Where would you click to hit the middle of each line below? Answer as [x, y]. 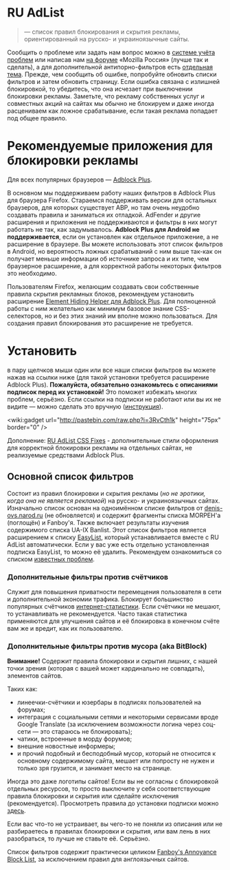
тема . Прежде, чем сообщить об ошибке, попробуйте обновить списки [112, 74]
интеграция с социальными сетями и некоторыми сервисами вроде [117, 717]
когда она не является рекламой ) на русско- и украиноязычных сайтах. [114, 501]
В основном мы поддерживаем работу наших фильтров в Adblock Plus [112, 193]
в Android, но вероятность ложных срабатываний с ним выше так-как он [114, 251]
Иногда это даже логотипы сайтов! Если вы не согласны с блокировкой [113, 781]
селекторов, [25, 316]
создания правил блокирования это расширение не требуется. [100, 323]
